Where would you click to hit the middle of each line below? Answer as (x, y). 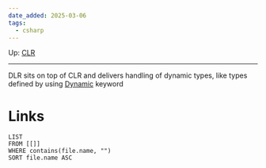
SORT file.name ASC (40, 158)
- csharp (30, 30)
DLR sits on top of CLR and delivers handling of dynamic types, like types (128, 75)
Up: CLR (22, 53)
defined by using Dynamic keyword (66, 84)
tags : (17, 23)
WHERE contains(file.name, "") (60, 151)
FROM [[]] (25, 144)
